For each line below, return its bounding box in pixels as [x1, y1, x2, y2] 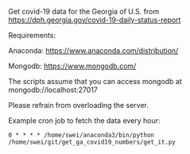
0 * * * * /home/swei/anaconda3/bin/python [8, 131, 155, 139]
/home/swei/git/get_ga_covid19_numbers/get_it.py [8, 138, 176, 146]
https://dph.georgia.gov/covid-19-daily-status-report [8, 15, 181, 25]
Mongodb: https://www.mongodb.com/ [8, 61, 137, 71]
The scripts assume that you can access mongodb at [8, 77, 183, 86]
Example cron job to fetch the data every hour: [8, 116, 161, 125]
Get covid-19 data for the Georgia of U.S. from [8, 7, 160, 16]
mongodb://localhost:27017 [8, 85, 98, 94]
